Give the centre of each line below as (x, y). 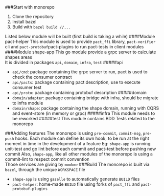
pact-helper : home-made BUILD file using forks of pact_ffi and (76, 184)
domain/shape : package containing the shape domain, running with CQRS (85, 108)
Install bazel (24, 22)
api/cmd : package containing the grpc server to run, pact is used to (80, 72)
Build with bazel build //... (41, 27)
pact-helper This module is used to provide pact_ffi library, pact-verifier (80, 42)
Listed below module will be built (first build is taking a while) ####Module (80, 36)
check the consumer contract (42, 77)
